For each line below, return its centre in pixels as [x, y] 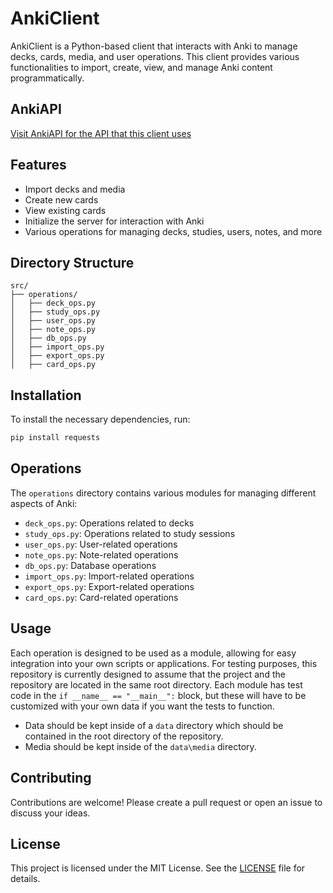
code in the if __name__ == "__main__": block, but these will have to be [158, 695]
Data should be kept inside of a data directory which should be [154, 725]
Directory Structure [72, 262]
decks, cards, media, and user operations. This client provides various [155, 56]
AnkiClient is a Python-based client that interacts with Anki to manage [154, 46]
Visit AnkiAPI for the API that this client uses [101, 133]
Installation [46, 395]
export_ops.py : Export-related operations [109, 586]
